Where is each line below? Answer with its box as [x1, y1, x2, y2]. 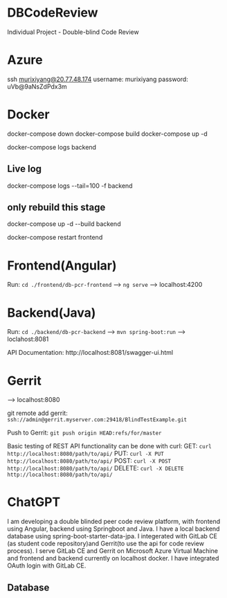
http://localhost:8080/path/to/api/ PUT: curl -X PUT [7, 449, 164, 458]
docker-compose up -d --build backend [7, 220, 121, 228]
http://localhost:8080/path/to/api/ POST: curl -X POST [7, 457, 172, 465]
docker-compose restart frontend [7, 234, 103, 242]
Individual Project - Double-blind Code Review [7, 28, 140, 36]
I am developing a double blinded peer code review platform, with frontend [7, 518, 221, 526]
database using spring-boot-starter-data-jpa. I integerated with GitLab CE [7, 532, 218, 540]
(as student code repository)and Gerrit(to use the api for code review [7, 539, 204, 548]
